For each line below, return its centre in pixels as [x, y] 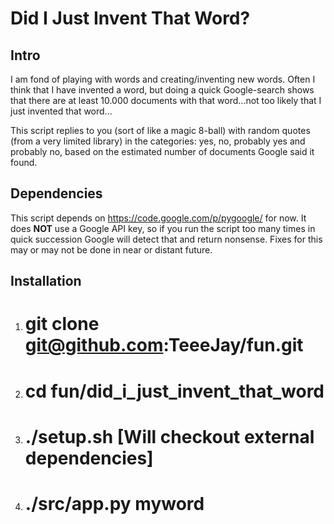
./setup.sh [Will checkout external [169, 436]
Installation [46, 281]
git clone [62, 324]
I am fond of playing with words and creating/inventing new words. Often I [163, 79]
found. [24, 162]
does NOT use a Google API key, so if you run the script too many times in [163, 228]
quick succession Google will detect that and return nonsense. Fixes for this [166, 239]
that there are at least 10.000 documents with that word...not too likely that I [166, 100]
